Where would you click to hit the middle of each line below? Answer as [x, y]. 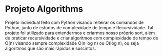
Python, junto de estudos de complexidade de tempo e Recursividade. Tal [79, 27]
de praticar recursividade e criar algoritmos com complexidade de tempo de [82, 38]
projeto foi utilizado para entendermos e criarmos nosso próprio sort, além [80, 33]
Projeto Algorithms [44, 9]
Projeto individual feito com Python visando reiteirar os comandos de [74, 22]
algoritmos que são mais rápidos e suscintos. [51, 48]
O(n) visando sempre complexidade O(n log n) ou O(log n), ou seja [72, 43]
